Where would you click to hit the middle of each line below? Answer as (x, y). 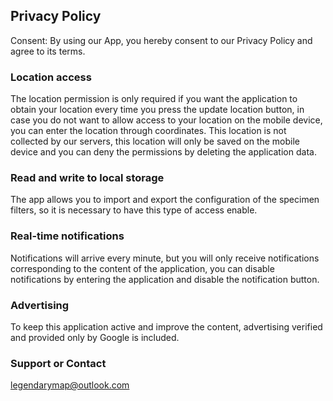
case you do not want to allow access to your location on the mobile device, (166, 120)
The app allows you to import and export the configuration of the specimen (165, 200)
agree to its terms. (48, 51)
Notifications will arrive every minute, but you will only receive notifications (165, 258)
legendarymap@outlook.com (70, 385)
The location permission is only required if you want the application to (154, 99)
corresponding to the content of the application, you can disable (142, 268)
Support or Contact (58, 363)
